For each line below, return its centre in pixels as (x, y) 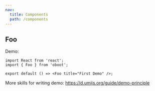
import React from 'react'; (35, 60)
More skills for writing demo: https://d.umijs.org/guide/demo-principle (77, 83)
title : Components (29, 14)
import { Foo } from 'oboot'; (37, 65)
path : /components (29, 19)
